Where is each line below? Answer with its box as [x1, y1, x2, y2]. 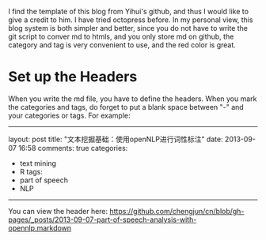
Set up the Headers [8, 68, 138, 86]
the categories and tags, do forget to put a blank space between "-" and [8, 102, 244, 111]
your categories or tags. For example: [8, 111, 131, 120]
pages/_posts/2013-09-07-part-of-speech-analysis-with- [8, 215, 197, 224]
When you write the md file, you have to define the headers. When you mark [8, 94, 257, 103]
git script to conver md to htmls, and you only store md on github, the [8, 32, 234, 41]
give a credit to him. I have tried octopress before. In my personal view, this [8, 15, 253, 24]
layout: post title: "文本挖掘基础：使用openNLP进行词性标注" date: [8, 134, 223, 144]
